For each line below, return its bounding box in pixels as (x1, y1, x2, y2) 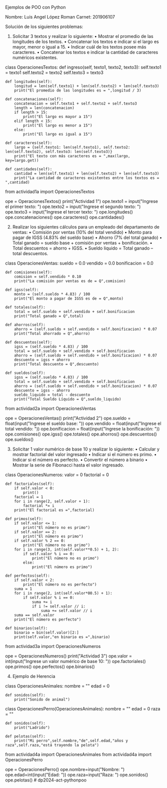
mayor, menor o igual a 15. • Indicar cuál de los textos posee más (12, 44, 147, 49)
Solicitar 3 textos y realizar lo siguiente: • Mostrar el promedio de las (12, 33, 154, 39)
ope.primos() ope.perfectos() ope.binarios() (5, 663, 95, 669)
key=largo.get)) (5, 158, 39, 163)
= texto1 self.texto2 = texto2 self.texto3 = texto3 (5, 69, 104, 75)
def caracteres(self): (5, 140, 52, 145)
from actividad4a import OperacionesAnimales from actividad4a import (5, 751, 152, 757)
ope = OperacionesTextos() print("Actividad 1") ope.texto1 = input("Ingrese (5, 198, 158, 204)
